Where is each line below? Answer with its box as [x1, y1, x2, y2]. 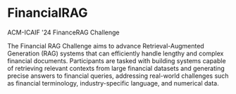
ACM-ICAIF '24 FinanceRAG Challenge [7, 28, 120, 36]
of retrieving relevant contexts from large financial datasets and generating [7, 64, 225, 72]
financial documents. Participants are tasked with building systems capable [7, 56, 227, 65]
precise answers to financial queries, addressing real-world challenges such [7, 72, 229, 80]
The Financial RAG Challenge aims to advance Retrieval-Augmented [7, 41, 204, 50]
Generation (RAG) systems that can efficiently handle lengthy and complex [7, 49, 224, 58]
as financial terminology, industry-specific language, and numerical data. [7, 79, 220, 87]
